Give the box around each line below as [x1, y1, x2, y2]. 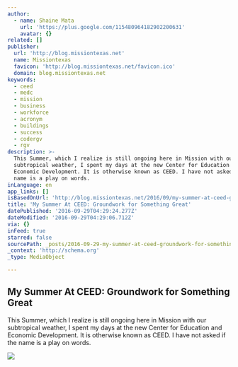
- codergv [13, 135, 42, 142]
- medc [13, 89, 33, 96]
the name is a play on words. [7, 338, 91, 346]
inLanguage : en [7, 181, 52, 188]
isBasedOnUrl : [7, 194, 50, 202]
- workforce [13, 109, 50, 116]
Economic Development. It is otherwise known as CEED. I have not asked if [7, 330, 226, 339]
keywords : [7, 76, 37, 83]
